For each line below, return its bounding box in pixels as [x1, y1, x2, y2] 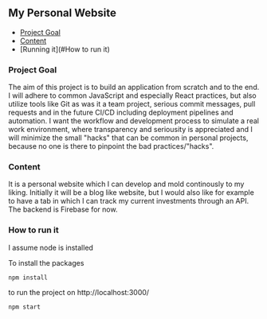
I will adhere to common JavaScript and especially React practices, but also [8, 91, 257, 100]
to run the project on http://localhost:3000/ [8, 287, 150, 297]
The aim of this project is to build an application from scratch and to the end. [8, 83, 260, 92]
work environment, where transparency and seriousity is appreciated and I [8, 125, 253, 134]
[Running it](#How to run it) [19, 44, 110, 54]
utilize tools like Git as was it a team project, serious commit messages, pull [8, 99, 256, 109]
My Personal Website [8, 6, 117, 20]
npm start [8, 302, 41, 311]
